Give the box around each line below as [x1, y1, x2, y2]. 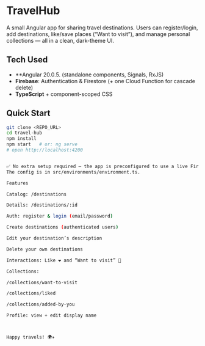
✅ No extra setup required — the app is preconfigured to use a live [6, 163, 188, 169]
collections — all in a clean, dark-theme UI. [6, 37, 115, 44]
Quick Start [6, 108, 51, 119]
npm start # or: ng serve [6, 141, 78, 147]
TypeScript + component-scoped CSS [15, 90, 113, 98]
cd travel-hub [6, 130, 43, 136]
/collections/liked [6, 290, 56, 296]
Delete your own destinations [6, 246, 84, 252]
